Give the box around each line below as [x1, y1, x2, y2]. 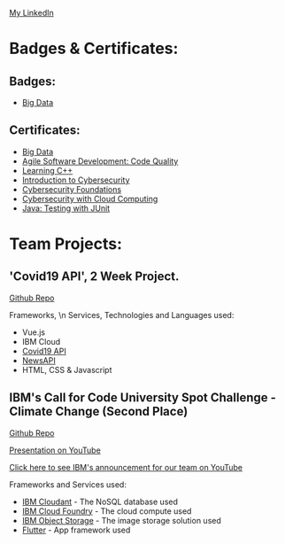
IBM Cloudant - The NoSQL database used [21, 496, 179, 507]
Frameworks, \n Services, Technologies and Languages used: [9, 309, 235, 320]
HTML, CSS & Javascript [21, 364, 112, 375]
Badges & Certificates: [9, 39, 179, 58]
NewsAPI [21, 354, 56, 366]
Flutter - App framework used [21, 525, 131, 535]
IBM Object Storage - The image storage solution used [21, 515, 221, 525]
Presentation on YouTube [9, 445, 102, 455]
